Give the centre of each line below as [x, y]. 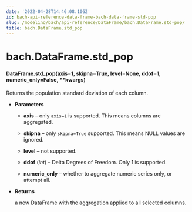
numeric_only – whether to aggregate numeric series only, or [97, 173]
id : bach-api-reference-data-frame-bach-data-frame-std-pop [81, 17]
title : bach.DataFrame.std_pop [44, 28]
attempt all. [37, 180]
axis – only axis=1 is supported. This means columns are [92, 116]
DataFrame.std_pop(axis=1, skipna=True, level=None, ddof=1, [83, 73]
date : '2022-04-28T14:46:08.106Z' [48, 11]
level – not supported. [50, 151]
